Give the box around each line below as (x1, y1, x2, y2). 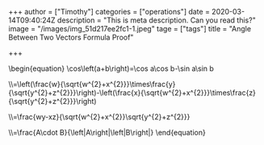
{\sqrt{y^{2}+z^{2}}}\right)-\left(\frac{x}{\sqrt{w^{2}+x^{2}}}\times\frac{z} (8, 88, 257, 97)
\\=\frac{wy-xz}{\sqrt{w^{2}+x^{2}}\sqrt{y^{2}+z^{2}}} (8, 112, 191, 122)
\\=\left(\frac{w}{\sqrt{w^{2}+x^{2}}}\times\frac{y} (8, 80, 176, 89)
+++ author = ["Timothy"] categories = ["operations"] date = (8, 7, 210, 16)
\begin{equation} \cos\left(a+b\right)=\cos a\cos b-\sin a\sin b (8, 64, 214, 73)
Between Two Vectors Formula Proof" (8, 32, 134, 42)
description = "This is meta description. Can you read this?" (57, 15, 256, 25)
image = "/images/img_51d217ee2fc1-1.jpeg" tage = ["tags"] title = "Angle (8, 24, 252, 33)
